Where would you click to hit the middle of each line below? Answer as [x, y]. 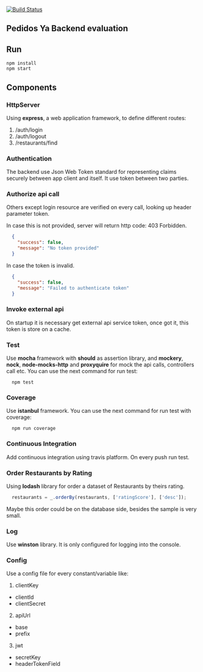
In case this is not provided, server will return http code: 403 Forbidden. [97, 226]
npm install [21, 63]
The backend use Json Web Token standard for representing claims [91, 172]
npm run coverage [34, 429]
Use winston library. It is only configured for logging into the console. [94, 545]
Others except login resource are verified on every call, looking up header [99, 207]
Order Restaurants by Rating [49, 473]
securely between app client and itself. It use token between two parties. [98, 178]
